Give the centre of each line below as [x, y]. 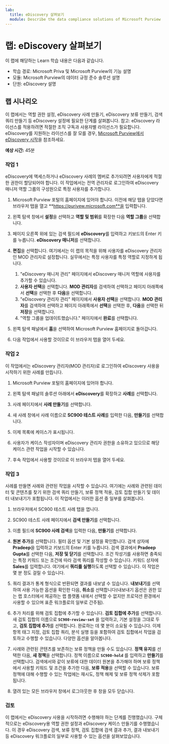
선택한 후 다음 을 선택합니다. [66, 293]
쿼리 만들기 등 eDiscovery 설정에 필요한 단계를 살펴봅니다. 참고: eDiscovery [80, 121]
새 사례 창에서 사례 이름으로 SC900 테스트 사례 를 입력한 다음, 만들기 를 [81, 415]
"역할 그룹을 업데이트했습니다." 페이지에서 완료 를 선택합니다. [79, 318]
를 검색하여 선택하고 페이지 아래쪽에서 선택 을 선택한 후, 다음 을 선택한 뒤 [94, 306]
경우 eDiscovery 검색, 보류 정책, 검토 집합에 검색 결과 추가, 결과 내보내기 [88, 730]
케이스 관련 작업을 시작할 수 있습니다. [49, 449]
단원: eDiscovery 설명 [34, 84]
